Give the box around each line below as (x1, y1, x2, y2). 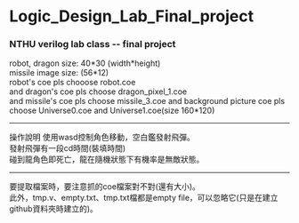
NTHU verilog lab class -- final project (9, 38, 176, 51)
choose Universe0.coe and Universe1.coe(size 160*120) (9, 105, 215, 116)
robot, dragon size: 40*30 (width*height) (9, 58, 161, 68)
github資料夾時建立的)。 (9, 203, 98, 214)
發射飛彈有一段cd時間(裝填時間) (9, 143, 126, 154)
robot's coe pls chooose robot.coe (9, 77, 136, 88)
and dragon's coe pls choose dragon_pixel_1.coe (9, 86, 188, 97)
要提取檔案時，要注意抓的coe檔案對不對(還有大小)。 (9, 181, 200, 192)
